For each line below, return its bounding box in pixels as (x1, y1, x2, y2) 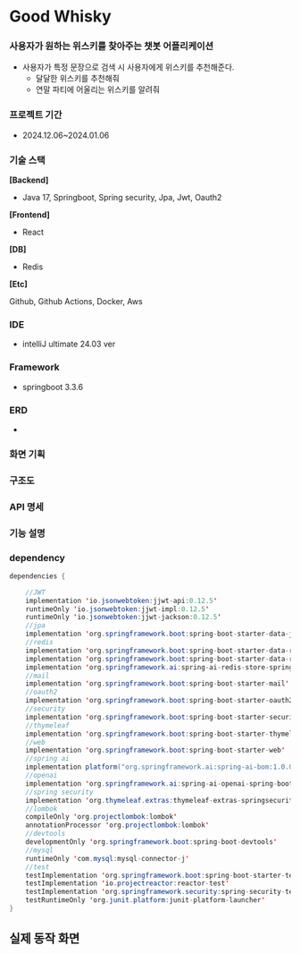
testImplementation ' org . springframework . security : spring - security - (25, 888, 286, 897)
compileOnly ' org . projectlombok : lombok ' (25, 813, 178, 822)
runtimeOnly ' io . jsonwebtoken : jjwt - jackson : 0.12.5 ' (25, 613, 221, 622)
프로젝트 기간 (9, 109, 62, 122)
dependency (9, 551, 65, 564)
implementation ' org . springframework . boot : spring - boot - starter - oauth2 (25, 696, 294, 705)
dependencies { (9, 571, 66, 581)
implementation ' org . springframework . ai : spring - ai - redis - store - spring (25, 662, 294, 672)
